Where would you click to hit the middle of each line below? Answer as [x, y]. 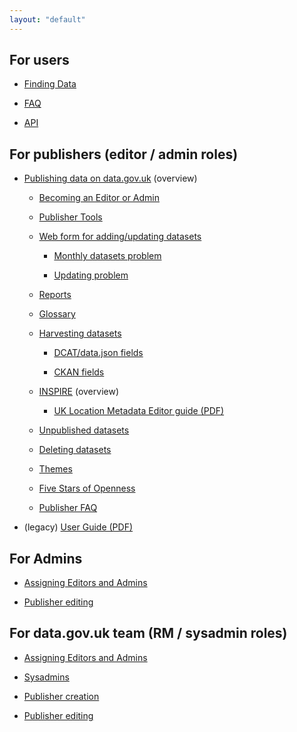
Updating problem [91, 275]
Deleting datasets [75, 450]
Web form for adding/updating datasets [120, 237]
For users [39, 60]
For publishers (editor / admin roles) [124, 154]
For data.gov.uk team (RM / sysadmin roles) [148, 633]
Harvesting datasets [80, 333]
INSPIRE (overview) [79, 392]
